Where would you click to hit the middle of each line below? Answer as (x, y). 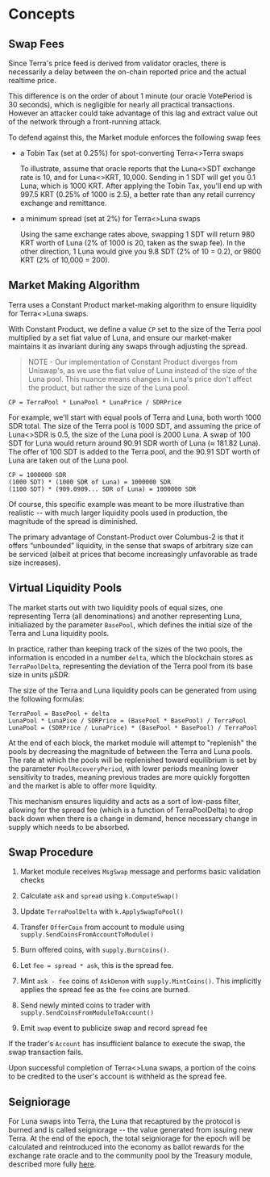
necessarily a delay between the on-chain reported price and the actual (127, 72)
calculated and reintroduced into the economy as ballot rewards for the (126, 1147)
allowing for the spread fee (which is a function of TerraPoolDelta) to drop (131, 810)
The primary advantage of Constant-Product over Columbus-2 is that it (126, 537)
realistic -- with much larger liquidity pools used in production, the (118, 513)
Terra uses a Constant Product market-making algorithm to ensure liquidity (133, 304)
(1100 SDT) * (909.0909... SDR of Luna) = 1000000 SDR (102, 489)
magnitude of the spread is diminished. (73, 521)
